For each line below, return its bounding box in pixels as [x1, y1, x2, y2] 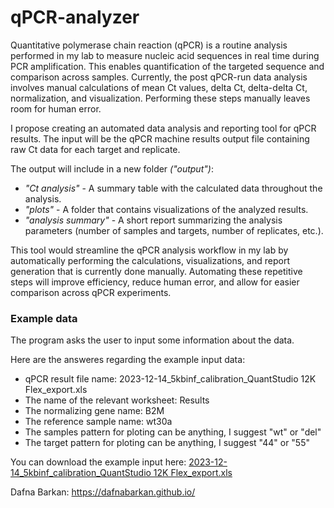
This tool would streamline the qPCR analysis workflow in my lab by [10, 244, 289, 256]
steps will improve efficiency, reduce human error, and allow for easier [10, 276, 300, 288]
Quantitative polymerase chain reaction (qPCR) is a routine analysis [10, 39, 288, 51]
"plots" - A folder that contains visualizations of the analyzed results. [24, 203, 309, 215]
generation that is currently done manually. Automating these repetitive [10, 265, 303, 277]
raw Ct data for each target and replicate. [10, 143, 181, 155]
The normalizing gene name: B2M [24, 405, 165, 417]
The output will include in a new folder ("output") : [10, 162, 214, 175]
